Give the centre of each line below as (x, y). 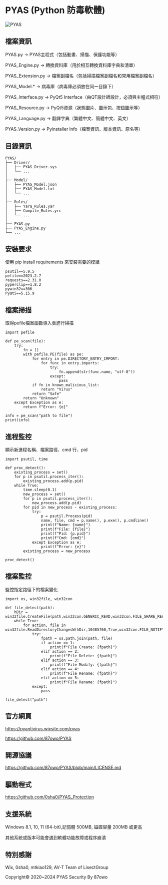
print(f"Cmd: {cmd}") (63, 538)
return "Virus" (56, 389)
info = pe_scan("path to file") (39, 416)
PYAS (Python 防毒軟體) (55, 10)
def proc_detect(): (25, 468)
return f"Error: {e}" (46, 407)
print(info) (17, 420)
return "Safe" (46, 394)
